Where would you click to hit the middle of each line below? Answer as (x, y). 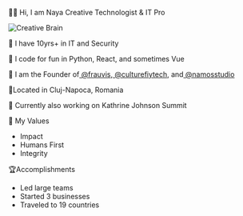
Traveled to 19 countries (60, 205)
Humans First (42, 145)
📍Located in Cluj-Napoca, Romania (66, 90)
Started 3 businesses (55, 196)
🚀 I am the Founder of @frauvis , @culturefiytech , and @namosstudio (121, 74)
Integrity (34, 153)
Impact (31, 136)
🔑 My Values (29, 121)
